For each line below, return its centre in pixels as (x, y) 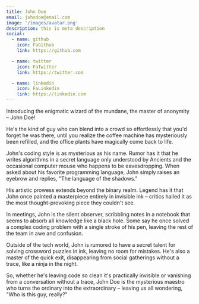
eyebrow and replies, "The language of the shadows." (72, 179)
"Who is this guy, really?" (37, 294)
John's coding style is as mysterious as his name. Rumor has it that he (92, 153)
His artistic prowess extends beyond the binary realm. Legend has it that (95, 190)
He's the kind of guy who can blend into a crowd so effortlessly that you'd (97, 129)
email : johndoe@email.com (38, 17)
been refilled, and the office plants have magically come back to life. (90, 142)
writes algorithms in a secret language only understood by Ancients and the (99, 159)
